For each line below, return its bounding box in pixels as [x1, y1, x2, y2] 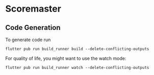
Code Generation [5, 23, 61, 32]
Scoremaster [5, 3, 61, 15]
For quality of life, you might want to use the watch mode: [5, 55, 126, 61]
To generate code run [5, 36, 51, 43]
